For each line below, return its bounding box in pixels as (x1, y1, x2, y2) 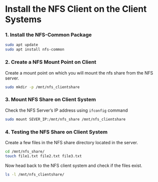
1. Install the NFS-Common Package (5, 31, 92, 38)
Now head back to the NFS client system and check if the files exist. (5, 162, 143, 168)
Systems (5, 14, 42, 25)
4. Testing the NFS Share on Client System (5, 129, 108, 135)
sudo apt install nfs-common (5, 47, 65, 52)
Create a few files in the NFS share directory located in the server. (5, 139, 138, 145)
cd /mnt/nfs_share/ (5, 149, 45, 154)
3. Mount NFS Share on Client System (5, 96, 96, 103)
